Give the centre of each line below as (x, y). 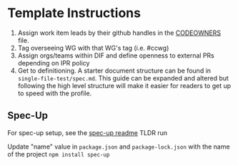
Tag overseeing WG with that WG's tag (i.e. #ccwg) (93, 48)
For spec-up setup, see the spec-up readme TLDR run (88, 132)
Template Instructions (74, 13)
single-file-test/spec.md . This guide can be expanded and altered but (123, 78)
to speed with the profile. (55, 93)
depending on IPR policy (54, 63)
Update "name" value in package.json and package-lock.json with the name (119, 147)
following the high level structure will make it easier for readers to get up (124, 85)
